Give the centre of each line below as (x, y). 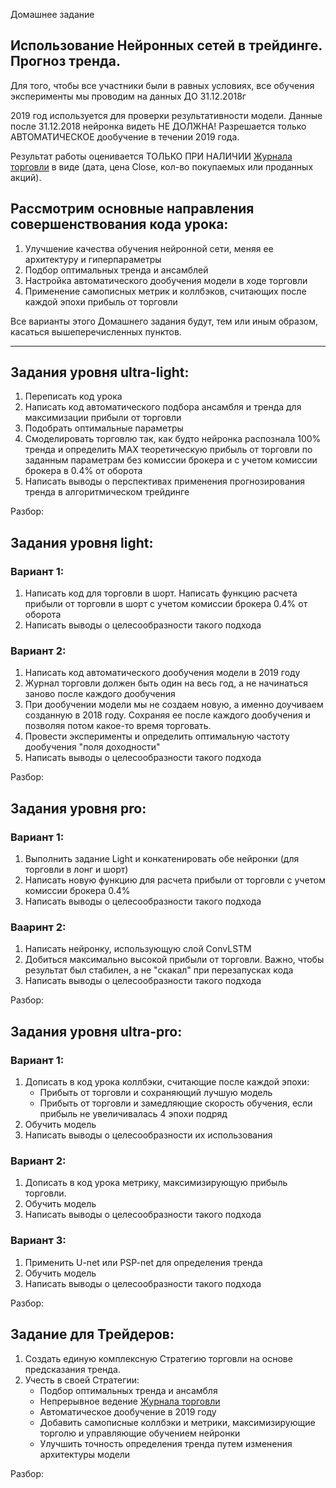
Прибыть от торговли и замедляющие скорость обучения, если (176, 1103)
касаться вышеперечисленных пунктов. (96, 331)
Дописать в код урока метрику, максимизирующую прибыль (156, 1183)
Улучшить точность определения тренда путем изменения (166, 1443)
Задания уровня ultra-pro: (96, 1031)
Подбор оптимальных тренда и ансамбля (128, 1390)
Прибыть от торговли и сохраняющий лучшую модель (156, 1093)
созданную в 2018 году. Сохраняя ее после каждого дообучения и (167, 715)
